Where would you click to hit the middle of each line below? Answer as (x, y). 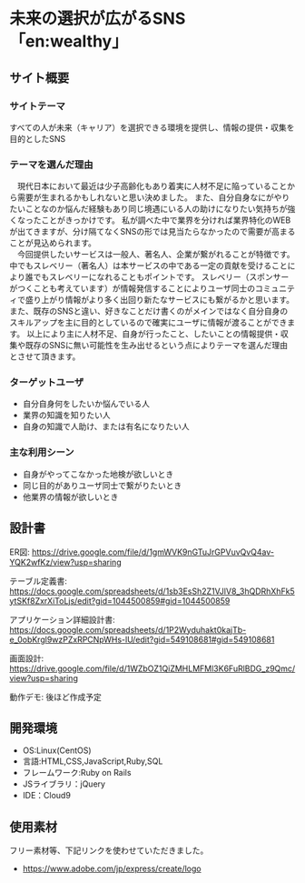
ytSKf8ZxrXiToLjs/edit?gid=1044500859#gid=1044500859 (120, 600)
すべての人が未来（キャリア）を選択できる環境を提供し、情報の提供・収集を (152, 127)
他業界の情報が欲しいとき (70, 497)
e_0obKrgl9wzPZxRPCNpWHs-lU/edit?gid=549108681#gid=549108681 (142, 639)
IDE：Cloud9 (46, 796)
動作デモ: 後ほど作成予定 (55, 697)
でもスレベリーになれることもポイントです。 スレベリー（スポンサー (161, 277)
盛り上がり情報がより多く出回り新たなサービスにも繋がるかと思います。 (160, 300)
